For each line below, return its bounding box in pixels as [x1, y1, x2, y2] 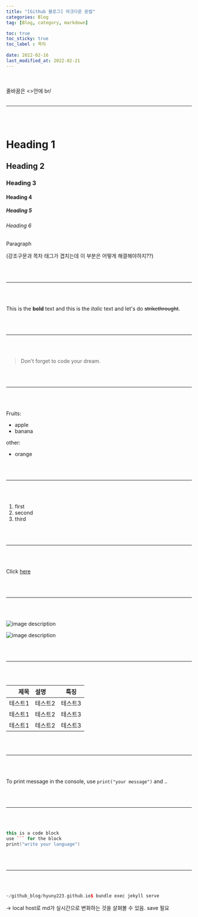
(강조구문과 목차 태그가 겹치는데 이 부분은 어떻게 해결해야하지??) [6, 252, 154, 260]
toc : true [6, 30, 31, 36]
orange [14, 451, 32, 458]
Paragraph [6, 240, 32, 247]
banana [14, 428, 34, 435]
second [14, 509, 34, 517]
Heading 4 [6, 193, 32, 201]
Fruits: [6, 410, 22, 417]
